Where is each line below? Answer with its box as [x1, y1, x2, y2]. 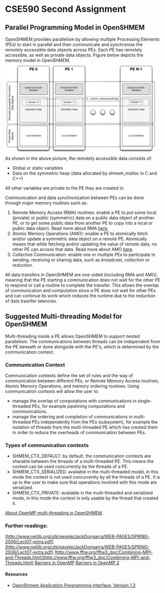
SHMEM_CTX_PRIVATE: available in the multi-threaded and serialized [12, 490, 153, 496]
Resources [5, 571, 28, 577]
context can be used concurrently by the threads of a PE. [12, 464, 129, 470]
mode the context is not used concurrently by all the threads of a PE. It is [12, 474, 160, 480]
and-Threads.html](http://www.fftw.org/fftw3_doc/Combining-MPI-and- [5, 554, 151, 560]
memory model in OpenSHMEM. [5, 57, 70, 63]
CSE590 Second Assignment [5, 3, 127, 15]
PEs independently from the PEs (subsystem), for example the [32, 419, 158, 425]
